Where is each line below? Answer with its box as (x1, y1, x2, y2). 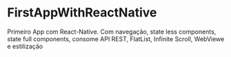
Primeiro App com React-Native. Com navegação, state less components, (7, 27, 217, 36)
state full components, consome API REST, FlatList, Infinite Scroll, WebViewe (7, 34, 225, 43)
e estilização (7, 42, 43, 50)
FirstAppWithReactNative (7, 5, 157, 21)
